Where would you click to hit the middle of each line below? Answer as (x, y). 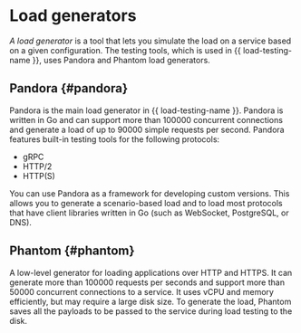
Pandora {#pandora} (69, 88)
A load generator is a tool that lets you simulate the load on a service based (150, 41)
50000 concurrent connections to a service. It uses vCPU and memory (142, 291)
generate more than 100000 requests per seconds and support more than (147, 282)
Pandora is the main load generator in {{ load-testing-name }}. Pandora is (146, 110)
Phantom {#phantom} (72, 251)
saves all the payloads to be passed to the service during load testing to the (151, 311)
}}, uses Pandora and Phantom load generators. (121, 60)
